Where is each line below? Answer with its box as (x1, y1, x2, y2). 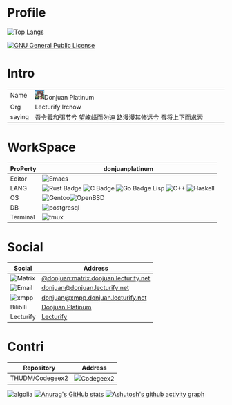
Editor (10, 174, 28, 183)
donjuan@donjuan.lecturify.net (41, 284, 130, 292)
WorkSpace (7, 140, 76, 155)
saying (10, 113, 30, 121)
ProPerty (10, 164, 37, 172)
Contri (7, 339, 44, 354)
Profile (7, 5, 46, 21)
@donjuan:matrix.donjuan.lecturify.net (41, 274, 151, 282)
